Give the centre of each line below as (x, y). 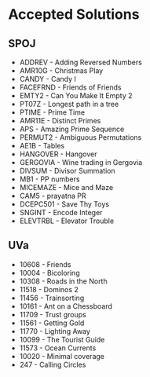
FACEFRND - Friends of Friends (70, 87)
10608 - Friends (45, 264)
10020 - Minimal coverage (62, 356)
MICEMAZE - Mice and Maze (66, 187)
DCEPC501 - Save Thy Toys (64, 204)
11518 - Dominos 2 (49, 289)
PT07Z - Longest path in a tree (69, 104)
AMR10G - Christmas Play (61, 71)
